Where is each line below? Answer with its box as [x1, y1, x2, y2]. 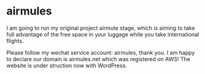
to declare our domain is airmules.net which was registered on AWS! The [6, 55, 190, 62]
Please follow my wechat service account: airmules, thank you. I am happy [6, 49, 195, 56]
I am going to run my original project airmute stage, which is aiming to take [6, 24, 195, 32]
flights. [6, 37, 24, 44]
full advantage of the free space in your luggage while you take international [6, 30, 199, 38]
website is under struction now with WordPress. [6, 62, 128, 69]
